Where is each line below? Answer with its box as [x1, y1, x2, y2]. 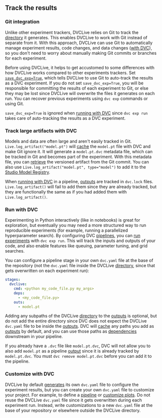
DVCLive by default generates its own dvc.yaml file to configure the [5, 382, 139, 387]
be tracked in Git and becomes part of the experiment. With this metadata [5, 154, 152, 160]
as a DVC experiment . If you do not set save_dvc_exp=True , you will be [5, 80, 144, 86]
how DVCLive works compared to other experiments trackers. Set [5, 70, 136, 76]
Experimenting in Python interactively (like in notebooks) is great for [5, 217, 140, 223]
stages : [5, 277, 21, 282]
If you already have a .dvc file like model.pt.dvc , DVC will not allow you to [5, 343, 151, 349]
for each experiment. [5, 55, 47, 61]
